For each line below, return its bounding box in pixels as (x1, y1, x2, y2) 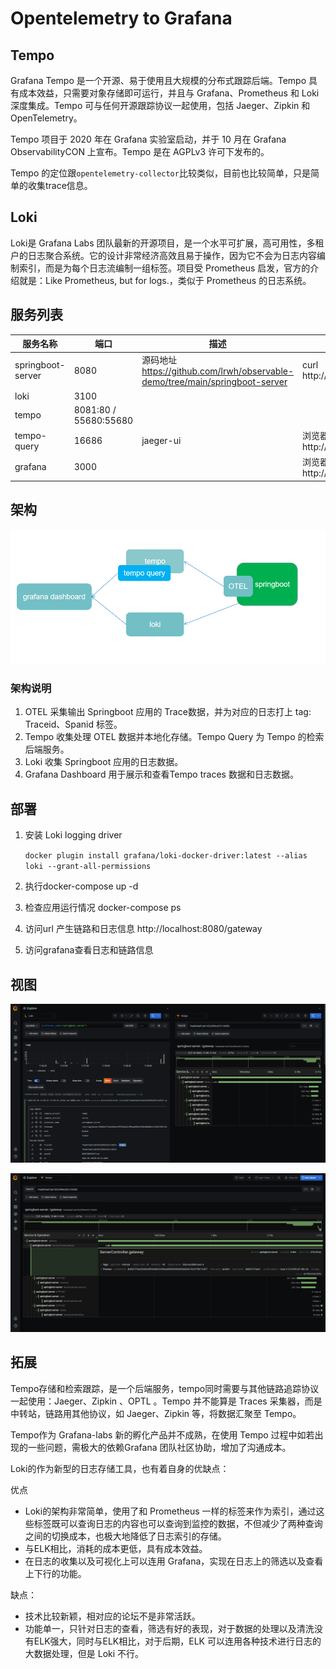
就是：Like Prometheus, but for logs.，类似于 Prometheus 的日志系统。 (18, 274, 312, 286)
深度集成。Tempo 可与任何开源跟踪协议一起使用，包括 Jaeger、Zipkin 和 (10, 100, 311, 111)
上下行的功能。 (24, 1567, 87, 1579)
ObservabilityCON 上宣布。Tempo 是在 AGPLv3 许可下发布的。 (10, 146, 270, 157)
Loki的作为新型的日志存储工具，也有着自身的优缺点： (10, 1462, 230, 1474)
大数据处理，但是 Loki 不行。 (24, 1647, 145, 1659)
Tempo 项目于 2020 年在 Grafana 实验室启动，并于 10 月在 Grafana (10, 133, 287, 145)
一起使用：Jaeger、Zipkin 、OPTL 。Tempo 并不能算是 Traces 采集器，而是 (10, 1395, 323, 1407)
